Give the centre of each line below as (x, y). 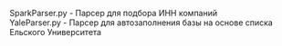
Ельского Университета (56, 32)
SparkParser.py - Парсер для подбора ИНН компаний (114, 13)
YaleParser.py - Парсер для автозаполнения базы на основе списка (141, 23)
